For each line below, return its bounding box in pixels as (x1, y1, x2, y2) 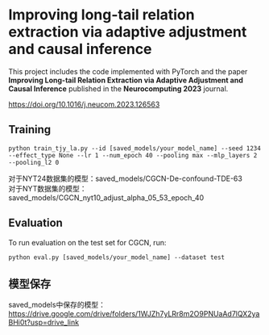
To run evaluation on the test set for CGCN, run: (8, 237, 167, 247)
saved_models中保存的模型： (8, 300, 106, 310)
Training (8, 123, 52, 136)
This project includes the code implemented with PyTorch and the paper (8, 66, 248, 76)
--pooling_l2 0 (8, 158, 60, 166)
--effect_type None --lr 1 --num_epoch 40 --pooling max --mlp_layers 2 (8, 151, 258, 159)
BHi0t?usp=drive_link (8, 317, 79, 328)
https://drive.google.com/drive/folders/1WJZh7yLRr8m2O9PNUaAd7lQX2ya (8, 309, 260, 319)
